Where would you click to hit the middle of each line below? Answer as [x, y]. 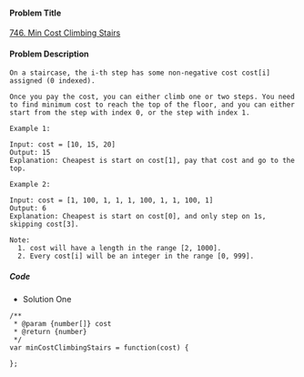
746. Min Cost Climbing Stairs [65, 33]
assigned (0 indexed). [52, 81]
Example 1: [30, 129]
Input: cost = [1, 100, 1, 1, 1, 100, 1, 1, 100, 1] [111, 200]
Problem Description [49, 54]
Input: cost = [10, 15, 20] [63, 145]
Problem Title [35, 13]
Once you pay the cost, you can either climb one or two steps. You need [152, 97]
